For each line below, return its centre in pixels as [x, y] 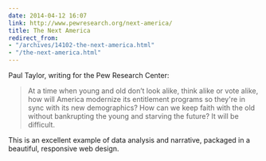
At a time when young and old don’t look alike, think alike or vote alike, [143, 91]
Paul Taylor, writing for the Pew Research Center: [89, 75]
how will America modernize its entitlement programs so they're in [136, 99]
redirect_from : [33, 38]
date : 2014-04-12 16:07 [48, 16]
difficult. [41, 125]
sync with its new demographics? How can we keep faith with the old [141, 108]
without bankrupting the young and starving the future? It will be [133, 116]
